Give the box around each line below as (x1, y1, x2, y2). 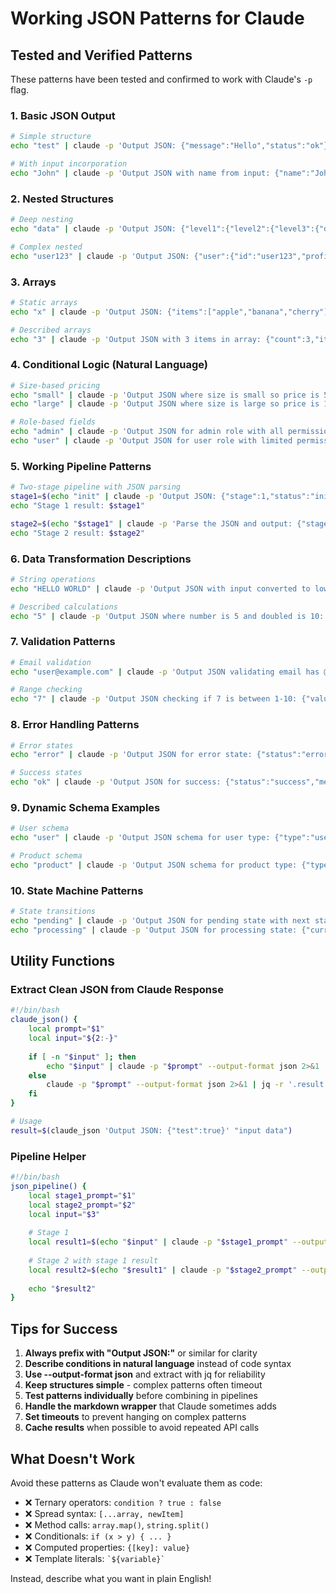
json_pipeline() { (10, 1181, 87, 1191)
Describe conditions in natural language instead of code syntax (24, 1358, 292, 1370)
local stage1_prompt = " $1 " (28, 1190, 137, 1201)
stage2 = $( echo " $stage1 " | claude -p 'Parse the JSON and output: (10, 518, 293, 529)
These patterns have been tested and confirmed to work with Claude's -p (10, 73, 313, 85)
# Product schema (10, 851, 83, 861)
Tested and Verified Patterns (10, 47, 193, 64)
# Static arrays (10, 297, 78, 307)
